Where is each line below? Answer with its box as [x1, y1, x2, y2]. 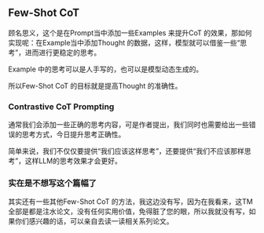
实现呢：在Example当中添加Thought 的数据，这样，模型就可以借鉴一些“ [8, 38, 240, 47]
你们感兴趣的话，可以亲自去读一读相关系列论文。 [14, 217, 174, 226]
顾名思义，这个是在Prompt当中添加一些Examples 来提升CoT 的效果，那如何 [8, 27, 252, 38]
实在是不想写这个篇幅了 [8, 178, 97, 189]
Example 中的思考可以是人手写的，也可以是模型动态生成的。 [8, 64, 203, 74]
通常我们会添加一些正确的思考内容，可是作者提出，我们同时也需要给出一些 [8, 120, 249, 129]
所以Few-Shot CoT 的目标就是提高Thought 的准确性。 [8, 81, 182, 90]
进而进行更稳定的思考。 [24, 47, 101, 57]
